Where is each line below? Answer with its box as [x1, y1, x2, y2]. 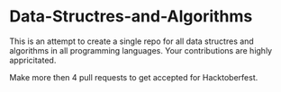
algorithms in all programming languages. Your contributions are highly [9, 45, 273, 55]
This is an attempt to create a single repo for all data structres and [9, 36, 254, 46]
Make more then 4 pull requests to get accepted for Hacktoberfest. [9, 71, 258, 82]
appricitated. [9, 54, 57, 65]
